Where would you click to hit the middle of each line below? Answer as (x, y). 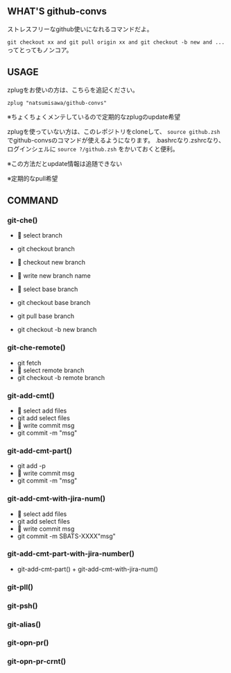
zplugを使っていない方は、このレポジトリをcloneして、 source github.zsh (114, 131)
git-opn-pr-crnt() (37, 661)
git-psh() (23, 606)
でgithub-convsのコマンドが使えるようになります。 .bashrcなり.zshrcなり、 (116, 140)
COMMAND (33, 201)
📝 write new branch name (54, 276)
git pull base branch (46, 316)
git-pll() (20, 587)
